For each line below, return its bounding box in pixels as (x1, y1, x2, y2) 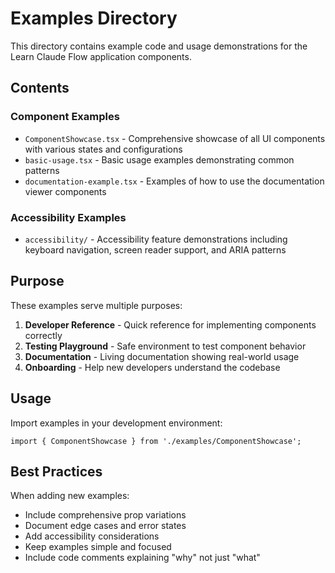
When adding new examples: (10, 490, 130, 502)
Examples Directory (10, 7, 178, 30)
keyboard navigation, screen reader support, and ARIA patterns (24, 243, 287, 256)
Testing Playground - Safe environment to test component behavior (24, 340, 307, 352)
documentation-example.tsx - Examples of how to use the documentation (24, 175, 325, 187)
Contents (10, 80, 70, 97)
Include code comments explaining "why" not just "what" (24, 552, 261, 564)
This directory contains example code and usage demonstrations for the (10, 40, 308, 52)
